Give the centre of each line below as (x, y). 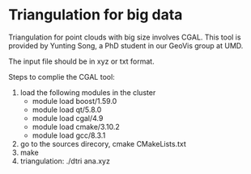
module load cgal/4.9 (68, 118)
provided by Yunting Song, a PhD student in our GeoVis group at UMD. (126, 45)
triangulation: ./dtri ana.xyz (65, 161)
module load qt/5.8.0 (67, 110)
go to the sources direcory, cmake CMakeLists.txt (103, 143)
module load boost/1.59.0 (74, 101)
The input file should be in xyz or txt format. (82, 61)
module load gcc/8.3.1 (69, 135)
